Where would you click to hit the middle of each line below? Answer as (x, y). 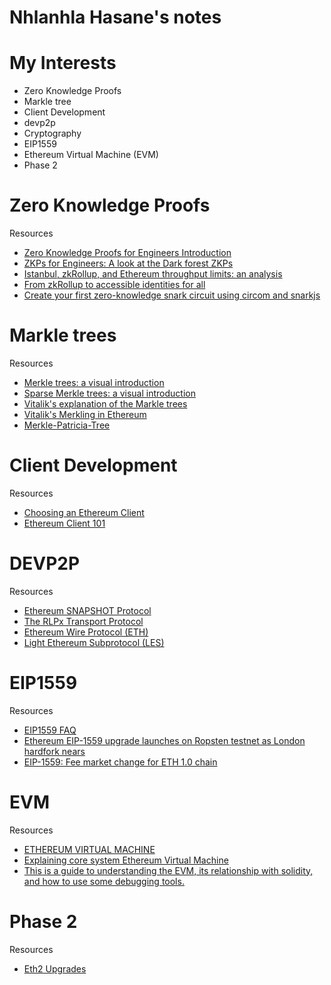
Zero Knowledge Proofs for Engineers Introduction (127, 253)
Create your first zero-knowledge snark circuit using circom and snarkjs (172, 295)
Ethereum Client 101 (64, 523)
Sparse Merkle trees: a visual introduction (109, 393)
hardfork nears (54, 751)
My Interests (63, 63)
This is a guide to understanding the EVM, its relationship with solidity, (168, 870)
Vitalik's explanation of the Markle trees (105, 404)
